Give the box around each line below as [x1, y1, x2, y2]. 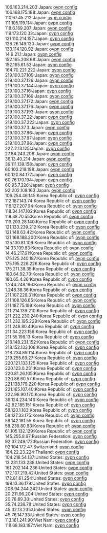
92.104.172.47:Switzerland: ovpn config [5, 444, 84, 450]
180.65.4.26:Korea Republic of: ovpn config [5, 276, 92, 282]
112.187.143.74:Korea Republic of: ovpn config [5, 198, 96, 203]
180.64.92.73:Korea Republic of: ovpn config [5, 271, 95, 277]
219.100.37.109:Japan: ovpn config [5, 72, 74, 78]
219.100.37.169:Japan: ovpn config [5, 93, 74, 99]
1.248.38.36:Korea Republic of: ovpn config [5, 287, 92, 293]
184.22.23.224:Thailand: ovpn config [5, 449, 80, 455]
